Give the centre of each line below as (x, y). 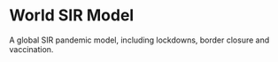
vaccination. (31, 49)
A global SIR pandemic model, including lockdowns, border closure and (139, 40)
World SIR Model (72, 15)
